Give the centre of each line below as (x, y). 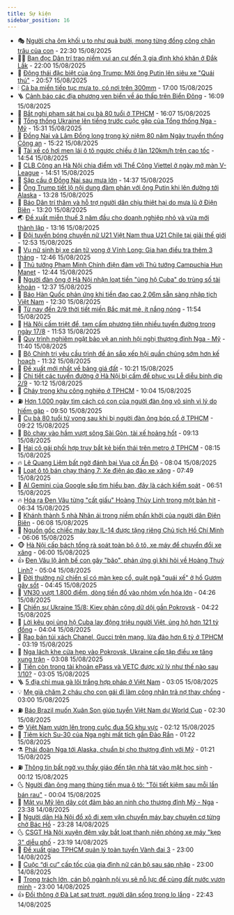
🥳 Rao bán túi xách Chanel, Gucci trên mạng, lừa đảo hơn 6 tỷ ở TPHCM (120, 637)
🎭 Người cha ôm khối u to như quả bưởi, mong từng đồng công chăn (116, 40)
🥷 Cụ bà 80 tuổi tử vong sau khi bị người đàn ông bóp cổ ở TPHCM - (115, 418)
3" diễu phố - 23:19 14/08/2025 (62, 842)
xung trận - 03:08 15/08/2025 (60, 659)
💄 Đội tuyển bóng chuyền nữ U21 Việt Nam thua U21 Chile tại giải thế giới (122, 235)
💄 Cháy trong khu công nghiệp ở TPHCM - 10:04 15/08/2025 (104, 391)
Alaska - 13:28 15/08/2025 (55, 195)
